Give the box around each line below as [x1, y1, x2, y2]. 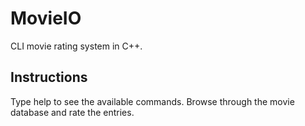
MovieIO [10, 7, 82, 30]
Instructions [10, 69, 88, 86]
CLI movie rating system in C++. [10, 40, 143, 52]
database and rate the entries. [10, 106, 135, 118]
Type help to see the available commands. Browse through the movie [10, 95, 295, 107]
